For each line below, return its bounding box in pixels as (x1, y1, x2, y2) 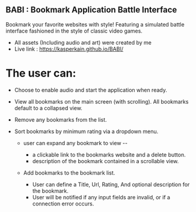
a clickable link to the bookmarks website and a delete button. (32, 151, 186, 158)
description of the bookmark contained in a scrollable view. (32, 157, 179, 164)
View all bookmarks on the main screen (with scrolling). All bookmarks (14, 98, 189, 105)
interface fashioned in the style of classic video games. (5, 27, 142, 34)
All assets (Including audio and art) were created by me (14, 39, 152, 46)
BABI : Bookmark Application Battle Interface (5, 5, 177, 15)
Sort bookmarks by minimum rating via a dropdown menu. (14, 128, 159, 135)
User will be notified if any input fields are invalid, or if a (32, 193, 171, 201)
